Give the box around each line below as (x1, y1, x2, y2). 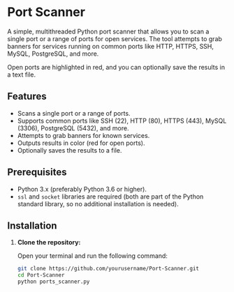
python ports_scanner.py (17, 278, 90, 286)
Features (7, 91, 47, 102)
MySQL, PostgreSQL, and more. (7, 49, 99, 58)
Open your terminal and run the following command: (17, 252, 168, 260)
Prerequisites (7, 167, 67, 178)
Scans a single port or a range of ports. (17, 109, 131, 117)
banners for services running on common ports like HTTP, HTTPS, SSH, (7, 42, 214, 50)
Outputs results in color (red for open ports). (17, 139, 145, 147)
